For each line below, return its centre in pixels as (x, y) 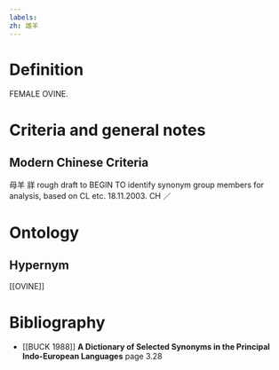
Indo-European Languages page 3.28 (92, 357)
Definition (47, 70)
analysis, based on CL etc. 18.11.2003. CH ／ (90, 196)
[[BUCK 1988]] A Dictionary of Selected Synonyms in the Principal (146, 347)
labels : (24, 17)
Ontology (44, 232)
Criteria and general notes (108, 130)
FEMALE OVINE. (39, 94)
